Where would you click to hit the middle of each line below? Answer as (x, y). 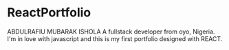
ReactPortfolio (49, 13)
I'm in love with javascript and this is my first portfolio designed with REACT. (115, 38)
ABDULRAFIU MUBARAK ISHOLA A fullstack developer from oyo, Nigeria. (111, 32)
